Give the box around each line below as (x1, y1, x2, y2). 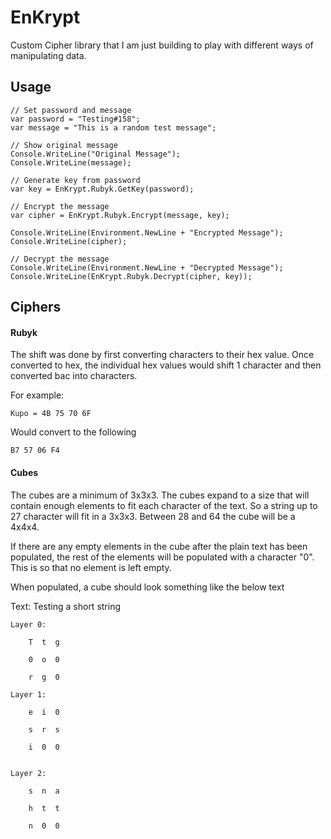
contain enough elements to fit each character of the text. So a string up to (10, 499, 318, 511)
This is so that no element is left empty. (10, 561, 172, 573)
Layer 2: (10, 768, 47, 778)
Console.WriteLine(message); (10, 157, 132, 168)
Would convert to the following (10, 426, 137, 438)
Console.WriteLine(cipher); (10, 236, 128, 246)
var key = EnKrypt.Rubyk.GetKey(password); (10, 184, 195, 194)
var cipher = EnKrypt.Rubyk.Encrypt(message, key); (10, 210, 230, 220)
